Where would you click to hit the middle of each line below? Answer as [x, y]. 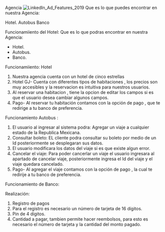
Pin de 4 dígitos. [29, 214]
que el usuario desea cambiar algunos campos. [60, 97]
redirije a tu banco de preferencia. [47, 175]
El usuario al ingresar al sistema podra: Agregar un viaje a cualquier [81, 127]
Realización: [17, 194]
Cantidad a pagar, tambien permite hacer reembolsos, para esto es [80, 219]
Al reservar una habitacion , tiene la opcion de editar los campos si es [83, 92]
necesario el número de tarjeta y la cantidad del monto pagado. [77, 224]
